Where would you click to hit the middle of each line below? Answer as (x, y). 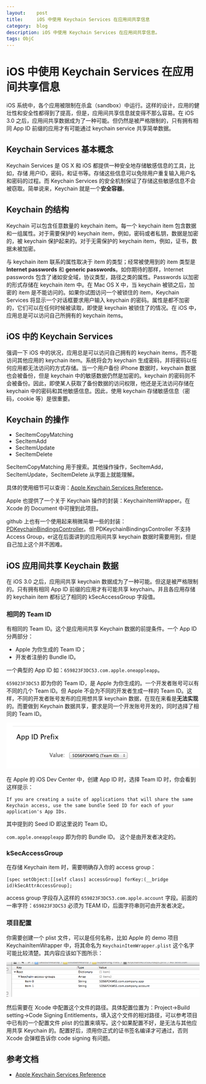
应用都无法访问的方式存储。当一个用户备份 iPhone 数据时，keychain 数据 (104, 367)
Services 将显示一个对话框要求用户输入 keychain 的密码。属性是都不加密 (98, 300)
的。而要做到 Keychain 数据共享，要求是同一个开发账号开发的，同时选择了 (100, 706)
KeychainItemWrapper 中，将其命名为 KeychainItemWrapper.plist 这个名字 (101, 945)
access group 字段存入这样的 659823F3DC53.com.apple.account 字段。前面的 (102, 898)
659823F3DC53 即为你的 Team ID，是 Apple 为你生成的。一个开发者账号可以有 (103, 683)
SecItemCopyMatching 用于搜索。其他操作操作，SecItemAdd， (86, 467)
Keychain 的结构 (38, 209)
